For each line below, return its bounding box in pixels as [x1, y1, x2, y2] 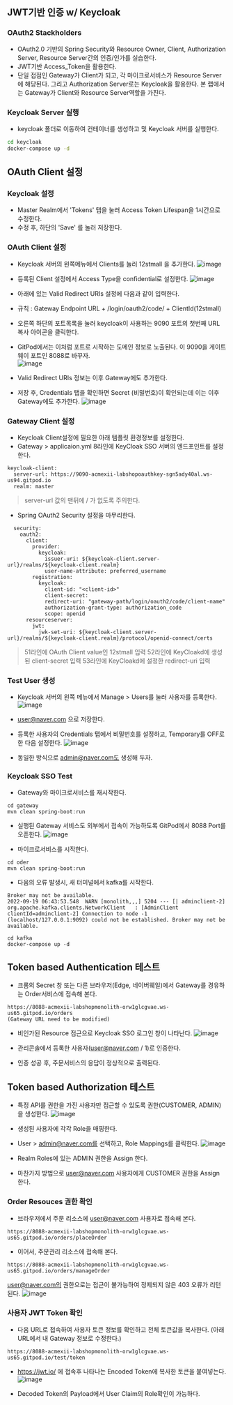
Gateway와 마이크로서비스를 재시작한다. [17, 788, 127, 797]
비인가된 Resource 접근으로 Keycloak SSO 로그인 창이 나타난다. [17, 1029, 193, 1037]
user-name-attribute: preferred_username [44, 568, 167, 575]
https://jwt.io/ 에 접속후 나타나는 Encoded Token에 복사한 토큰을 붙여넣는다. [17, 1367, 227, 1376]
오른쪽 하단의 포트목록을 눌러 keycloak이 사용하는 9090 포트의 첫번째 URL [17, 319, 220, 327]
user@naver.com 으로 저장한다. [17, 715, 106, 723]
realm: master [13, 483, 54, 490]
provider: [32, 543, 61, 550]
